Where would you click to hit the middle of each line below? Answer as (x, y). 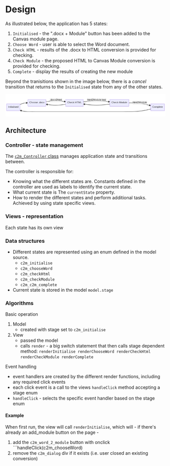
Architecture (26, 131)
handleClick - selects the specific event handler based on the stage (84, 398)
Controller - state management (44, 145)
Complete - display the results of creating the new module (73, 71)
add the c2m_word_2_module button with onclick (61, 442)
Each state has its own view (34, 227)
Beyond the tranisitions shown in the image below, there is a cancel (76, 81)
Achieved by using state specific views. (54, 203)
